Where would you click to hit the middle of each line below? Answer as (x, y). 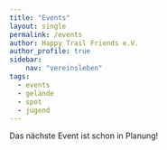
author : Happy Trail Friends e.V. (74, 43)
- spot (30, 102)
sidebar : (26, 60)
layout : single (38, 26)
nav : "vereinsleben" (64, 69)
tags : (19, 77)
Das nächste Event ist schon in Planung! (84, 136)
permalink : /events (46, 34)
